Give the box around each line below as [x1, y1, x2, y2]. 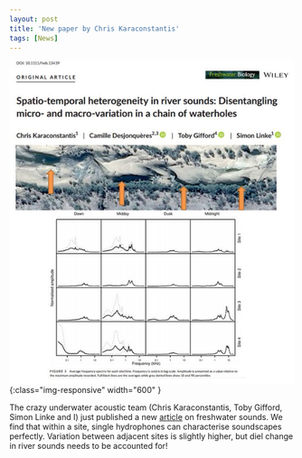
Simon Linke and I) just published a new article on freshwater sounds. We [9, 412, 283, 423]
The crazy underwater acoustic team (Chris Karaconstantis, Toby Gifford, [9, 402, 283, 413]
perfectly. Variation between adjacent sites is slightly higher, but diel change [9, 431, 294, 442]
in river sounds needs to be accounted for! [9, 441, 168, 452]
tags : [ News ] [9, 33, 59, 42]
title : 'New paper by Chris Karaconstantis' [9, 23, 180, 33]
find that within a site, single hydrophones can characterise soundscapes [9, 421, 282, 433]
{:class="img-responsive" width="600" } [9, 385, 162, 396]
